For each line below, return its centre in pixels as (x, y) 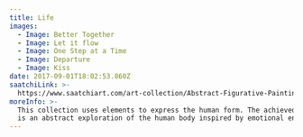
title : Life (32, 18)
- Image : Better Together (66, 34)
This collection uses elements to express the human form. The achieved (157, 110)
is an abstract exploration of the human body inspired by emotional (151, 118)
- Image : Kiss (44, 68)
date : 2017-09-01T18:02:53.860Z (70, 77)
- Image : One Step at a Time (72, 51)
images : (24, 26)
